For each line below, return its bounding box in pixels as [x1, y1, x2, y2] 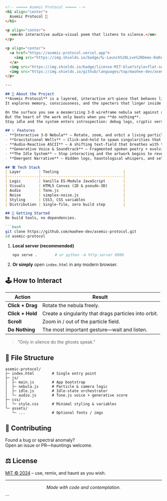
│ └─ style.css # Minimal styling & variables [5, 401, 117, 407]
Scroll [7, 318, 22, 325]
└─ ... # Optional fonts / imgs [11, 410, 103, 415]
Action [14, 294, 31, 301]
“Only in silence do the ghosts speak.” [17, 339, 95, 345]
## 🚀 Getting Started [5, 211, 50, 216]
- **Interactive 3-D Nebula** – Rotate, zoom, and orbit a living [5, 132, 146, 138]
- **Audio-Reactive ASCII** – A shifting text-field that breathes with [5, 142, 159, 147]
